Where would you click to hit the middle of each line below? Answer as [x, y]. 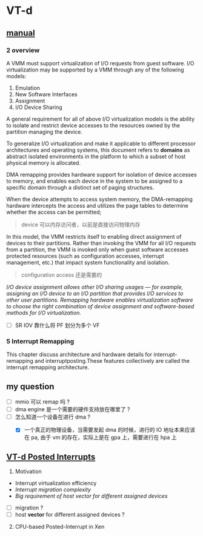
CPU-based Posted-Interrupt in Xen [60, 527]
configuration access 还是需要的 [62, 275]
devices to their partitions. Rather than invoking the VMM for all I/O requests [101, 243]
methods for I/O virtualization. [44, 313]
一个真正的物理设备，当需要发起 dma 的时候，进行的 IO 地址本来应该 [110, 430]
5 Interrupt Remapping [40, 341]
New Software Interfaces [46, 94]
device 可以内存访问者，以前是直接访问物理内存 [81, 224]
